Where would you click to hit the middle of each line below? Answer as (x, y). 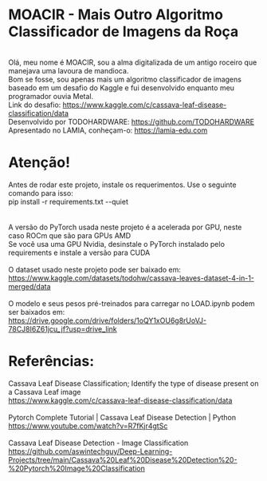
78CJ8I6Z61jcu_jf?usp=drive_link (63, 328)
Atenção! (39, 163)
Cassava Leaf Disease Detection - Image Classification (98, 443)
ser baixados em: (37, 312)
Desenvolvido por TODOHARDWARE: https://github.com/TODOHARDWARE (132, 121)
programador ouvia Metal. (51, 96)
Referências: (51, 362)
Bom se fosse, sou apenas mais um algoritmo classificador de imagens (125, 79)
